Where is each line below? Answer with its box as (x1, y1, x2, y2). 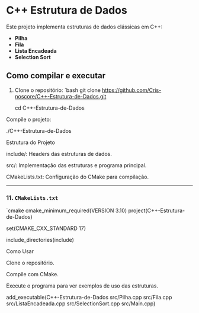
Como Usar (6, 248, 34, 255)
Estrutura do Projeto (6, 139, 55, 146)
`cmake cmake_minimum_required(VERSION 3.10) (6, 207, 127, 214)
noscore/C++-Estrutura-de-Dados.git (14, 92, 107, 100)
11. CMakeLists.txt (6, 193, 59, 202)
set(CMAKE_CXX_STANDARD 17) (6, 225, 86, 232)
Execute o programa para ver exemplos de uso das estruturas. (6, 282, 159, 289)
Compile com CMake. (6, 271, 59, 278)
